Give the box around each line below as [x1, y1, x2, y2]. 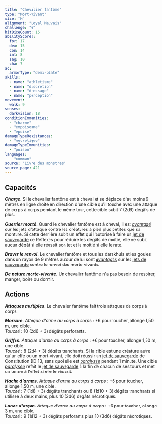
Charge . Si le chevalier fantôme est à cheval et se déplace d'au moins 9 [5, 196, 149, 202]
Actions [5, 290, 29, 299]
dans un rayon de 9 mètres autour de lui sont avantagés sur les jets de [5, 256, 146, 263]
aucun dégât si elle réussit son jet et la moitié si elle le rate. [5, 242, 123, 248]
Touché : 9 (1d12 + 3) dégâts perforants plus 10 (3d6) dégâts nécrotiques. [5, 413, 152, 419]
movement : [5, 98, 25, 103]
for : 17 [9, 39, 25, 44]
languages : [5, 152, 27, 157]
